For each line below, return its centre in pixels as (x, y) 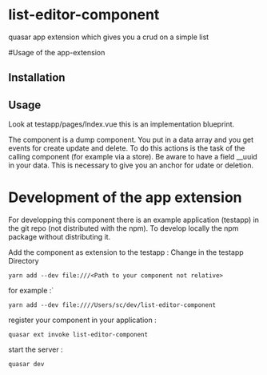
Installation (37, 78)
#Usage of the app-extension (57, 52)
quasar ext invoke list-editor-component (78, 335)
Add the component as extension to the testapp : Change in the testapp (126, 252)
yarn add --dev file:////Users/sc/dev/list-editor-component (112, 305)
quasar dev (26, 365)
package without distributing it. (60, 237)
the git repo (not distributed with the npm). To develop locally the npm (124, 228)
